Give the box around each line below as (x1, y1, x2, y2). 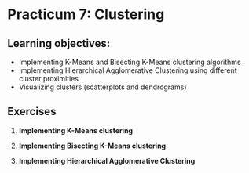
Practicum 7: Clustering (7, 5, 165, 23)
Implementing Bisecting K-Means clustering (18, 141, 167, 150)
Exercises (7, 105, 57, 118)
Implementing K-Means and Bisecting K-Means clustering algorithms (18, 57, 241, 67)
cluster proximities (18, 74, 79, 83)
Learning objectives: (7, 37, 111, 50)
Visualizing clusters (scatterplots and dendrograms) (18, 82, 187, 92)
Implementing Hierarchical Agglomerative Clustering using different (18, 66, 237, 75)
